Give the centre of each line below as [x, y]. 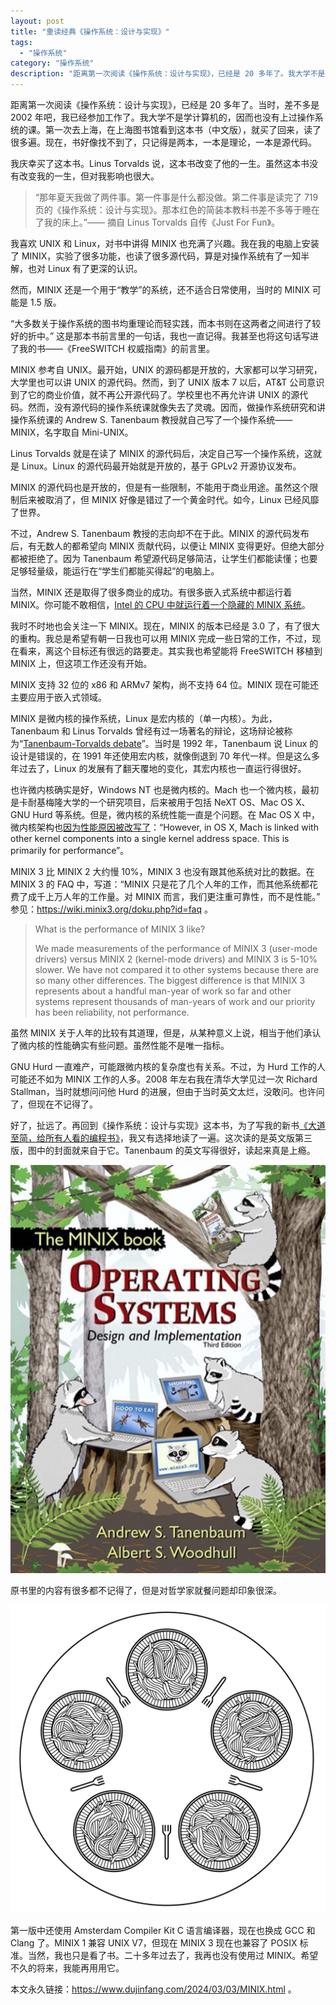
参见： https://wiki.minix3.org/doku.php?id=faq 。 [111, 909]
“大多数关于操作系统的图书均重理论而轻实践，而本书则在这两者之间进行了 [161, 323]
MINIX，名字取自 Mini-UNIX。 [72, 432]
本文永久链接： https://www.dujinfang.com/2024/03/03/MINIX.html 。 [153, 1989]
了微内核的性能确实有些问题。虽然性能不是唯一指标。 [120, 1045]
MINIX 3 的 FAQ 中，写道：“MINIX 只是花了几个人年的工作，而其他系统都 [160, 884]
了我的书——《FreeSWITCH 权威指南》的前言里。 [112, 348]
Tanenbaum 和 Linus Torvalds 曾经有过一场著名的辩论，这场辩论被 [147, 731]
